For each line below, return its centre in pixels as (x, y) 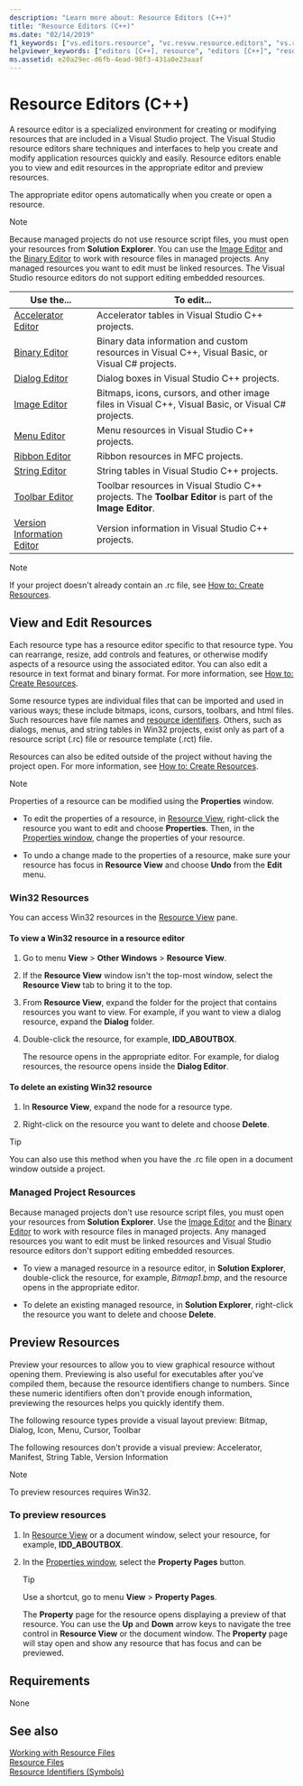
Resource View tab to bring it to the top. (97, 986)
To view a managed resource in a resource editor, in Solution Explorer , (154, 1268)
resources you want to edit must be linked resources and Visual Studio (141, 1241)
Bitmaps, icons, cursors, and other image (183, 393)
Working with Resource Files (62, 1753)
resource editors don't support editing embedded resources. (122, 1250)
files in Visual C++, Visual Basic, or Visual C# (191, 404)
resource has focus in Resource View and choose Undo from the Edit (152, 865)
